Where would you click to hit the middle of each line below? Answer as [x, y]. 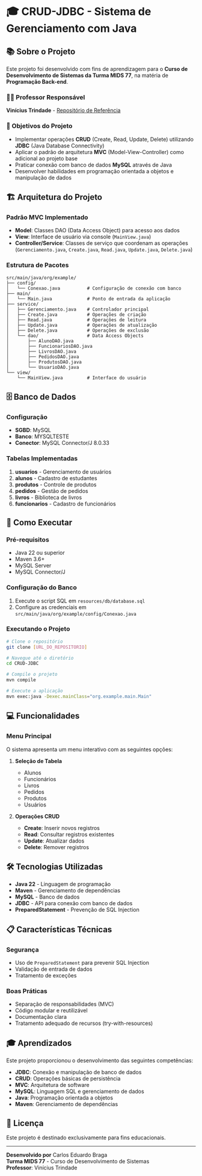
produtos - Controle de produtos [56, 484]
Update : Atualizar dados [54, 841]
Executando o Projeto [38, 629]
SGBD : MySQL [33, 430]
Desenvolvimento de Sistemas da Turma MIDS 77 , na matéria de [87, 75]
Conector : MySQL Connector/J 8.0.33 [62, 443]
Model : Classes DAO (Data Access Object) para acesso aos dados [97, 231]
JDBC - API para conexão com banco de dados [74, 903]
